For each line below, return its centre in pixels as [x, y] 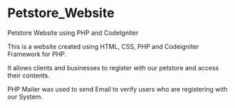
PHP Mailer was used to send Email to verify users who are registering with [117, 89]
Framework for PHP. [37, 54]
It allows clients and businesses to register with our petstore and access [113, 67]
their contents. [29, 75]
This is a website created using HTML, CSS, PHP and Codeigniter [103, 46]
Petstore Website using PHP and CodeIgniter [73, 33]
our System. [25, 97]
